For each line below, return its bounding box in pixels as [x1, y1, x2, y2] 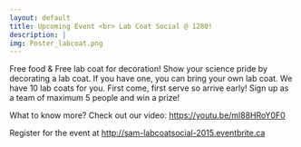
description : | [9, 30, 67, 39]
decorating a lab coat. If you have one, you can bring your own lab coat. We [9, 73, 293, 84]
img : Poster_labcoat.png [9, 38, 103, 48]
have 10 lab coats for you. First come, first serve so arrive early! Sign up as [9, 83, 289, 93]
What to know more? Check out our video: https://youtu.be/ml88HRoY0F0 [9, 110, 286, 121]
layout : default [9, 13, 71, 23]
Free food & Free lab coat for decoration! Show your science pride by [9, 64, 268, 74]
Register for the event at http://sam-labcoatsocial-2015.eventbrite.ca [9, 128, 266, 139]
